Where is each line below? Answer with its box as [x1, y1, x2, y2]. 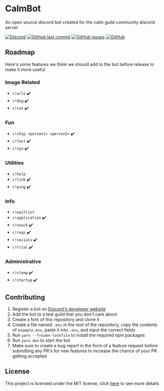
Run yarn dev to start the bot [12, 337, 70, 343]
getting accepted [12, 353, 47, 359]
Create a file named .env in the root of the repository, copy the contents [12, 322, 158, 328]
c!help [12, 172, 26, 177]
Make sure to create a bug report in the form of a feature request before [12, 343, 158, 349]
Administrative [5, 258, 41, 265]
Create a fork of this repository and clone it [12, 317, 100, 323]
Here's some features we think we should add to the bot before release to [5, 61, 154, 67]
